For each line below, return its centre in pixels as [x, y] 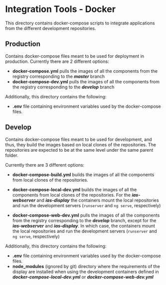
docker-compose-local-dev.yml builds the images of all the [75, 189]
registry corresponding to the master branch [59, 76]
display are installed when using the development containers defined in [85, 272]
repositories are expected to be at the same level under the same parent [79, 150]
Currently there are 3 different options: [45, 165]
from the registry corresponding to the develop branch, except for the [84, 220]
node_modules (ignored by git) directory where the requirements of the [86, 266]
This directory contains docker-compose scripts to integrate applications [80, 23]
